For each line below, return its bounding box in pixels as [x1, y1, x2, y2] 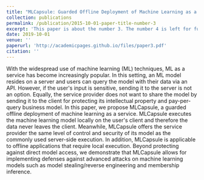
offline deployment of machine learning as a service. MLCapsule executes [6, 110, 192, 117]
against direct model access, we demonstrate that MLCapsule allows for [6, 148, 187, 156]
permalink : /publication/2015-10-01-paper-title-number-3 [6, 20, 156, 26]
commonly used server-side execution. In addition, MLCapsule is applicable [6, 136, 196, 143]
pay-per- [168, 97, 191, 104]
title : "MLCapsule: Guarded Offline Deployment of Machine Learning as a [6, 8, 197, 15]
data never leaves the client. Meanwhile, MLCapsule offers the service [6, 122, 182, 130]
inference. [6, 168, 32, 175]
